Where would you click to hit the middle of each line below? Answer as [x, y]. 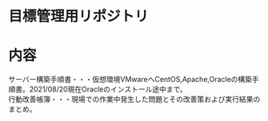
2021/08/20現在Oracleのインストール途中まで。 [108, 89]
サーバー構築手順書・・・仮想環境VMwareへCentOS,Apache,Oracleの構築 [130, 80]
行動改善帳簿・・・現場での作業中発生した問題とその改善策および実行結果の [134, 100]
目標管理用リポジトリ [79, 16]
